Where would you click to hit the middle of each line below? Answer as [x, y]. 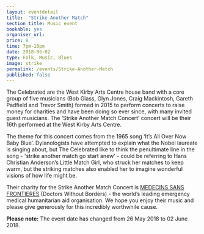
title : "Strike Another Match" [47, 18]
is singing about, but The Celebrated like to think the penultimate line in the [101, 149]
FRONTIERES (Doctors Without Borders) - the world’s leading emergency [98, 194]
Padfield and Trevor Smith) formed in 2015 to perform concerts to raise [96, 105]
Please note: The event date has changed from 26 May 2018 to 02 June [97, 219]
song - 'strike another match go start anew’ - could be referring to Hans [97, 156]
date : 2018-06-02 [28, 52]
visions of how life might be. [42, 176]
